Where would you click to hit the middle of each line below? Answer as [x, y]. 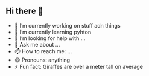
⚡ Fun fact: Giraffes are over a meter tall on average [78, 66]
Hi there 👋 [24, 11]
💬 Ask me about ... [37, 44]
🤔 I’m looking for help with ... [50, 38]
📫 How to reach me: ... [43, 51]
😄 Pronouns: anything [42, 60]
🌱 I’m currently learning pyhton [53, 32]
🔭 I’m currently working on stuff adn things [68, 25]
